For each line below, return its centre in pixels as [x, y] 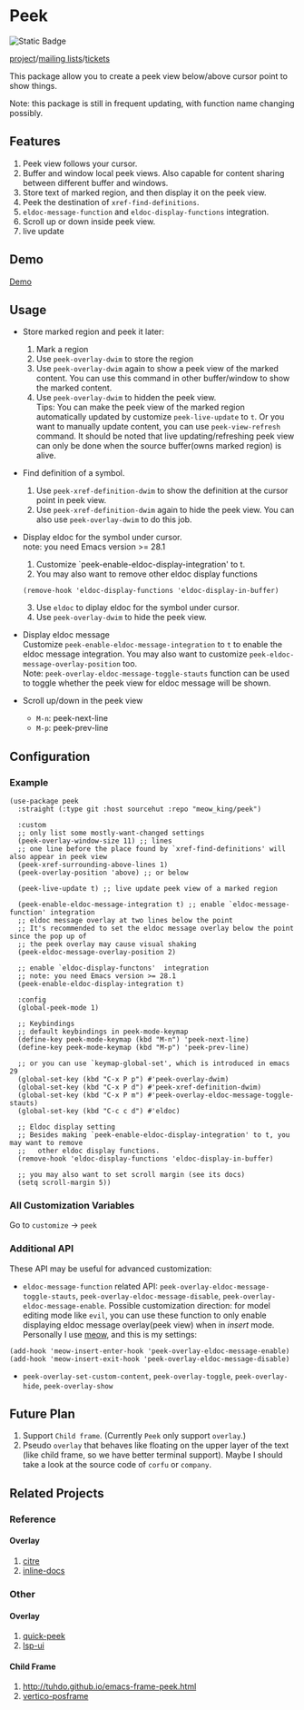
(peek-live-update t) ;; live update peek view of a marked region [148, 889]
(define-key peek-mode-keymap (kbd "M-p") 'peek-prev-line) [133, 1048]
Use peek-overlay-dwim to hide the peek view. [121, 618]
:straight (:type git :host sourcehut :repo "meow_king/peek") [139, 809]
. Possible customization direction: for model [187, 1305]
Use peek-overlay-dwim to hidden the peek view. [126, 398]
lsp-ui [34, 1646]
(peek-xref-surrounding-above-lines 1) [93, 865]
